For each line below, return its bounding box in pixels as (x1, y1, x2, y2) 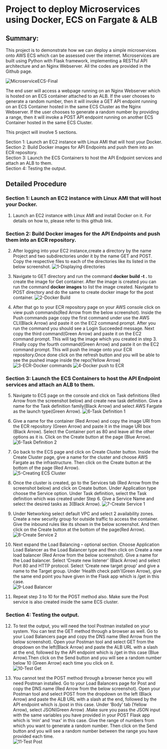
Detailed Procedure (5, 180, 67, 188)
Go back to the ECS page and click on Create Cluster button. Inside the (12, 449, 159, 455)
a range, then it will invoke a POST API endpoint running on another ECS (5, 114, 154, 120)
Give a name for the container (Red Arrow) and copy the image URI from (12, 418, 161, 424)
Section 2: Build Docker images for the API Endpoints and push (5, 230, 161, 237)
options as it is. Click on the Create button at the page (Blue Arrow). (12, 434, 152, 440)
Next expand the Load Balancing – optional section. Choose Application (12, 541, 160, 547)
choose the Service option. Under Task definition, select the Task (12, 491, 147, 497)
